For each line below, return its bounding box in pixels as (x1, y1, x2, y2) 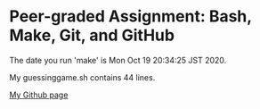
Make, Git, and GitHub (9, 25, 175, 46)
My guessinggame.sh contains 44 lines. (9, 71, 156, 82)
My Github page (9, 89, 69, 100)
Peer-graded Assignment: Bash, (9, 6, 252, 27)
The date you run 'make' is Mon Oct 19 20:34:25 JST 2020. (9, 54, 227, 65)
